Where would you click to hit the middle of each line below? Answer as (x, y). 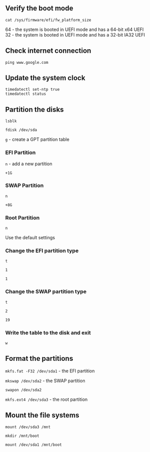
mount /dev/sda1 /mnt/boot (34, 445)
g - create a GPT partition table (37, 139)
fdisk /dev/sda (21, 130)
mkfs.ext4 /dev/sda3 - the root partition (46, 399)
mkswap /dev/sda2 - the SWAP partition (45, 381)
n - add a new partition (29, 164)
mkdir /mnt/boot (22, 436)
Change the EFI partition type (42, 251)
